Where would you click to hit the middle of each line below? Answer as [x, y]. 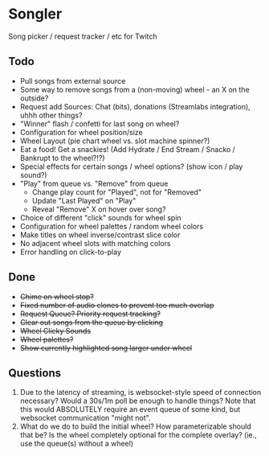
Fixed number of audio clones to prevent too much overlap [117, 305]
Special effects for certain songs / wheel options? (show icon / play [131, 166]
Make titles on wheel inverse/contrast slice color [100, 235]
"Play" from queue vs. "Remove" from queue [94, 183]
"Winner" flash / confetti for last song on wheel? [100, 123]
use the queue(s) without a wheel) [77, 444]
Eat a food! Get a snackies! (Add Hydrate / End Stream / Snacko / [127, 149]
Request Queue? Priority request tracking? [90, 314]
